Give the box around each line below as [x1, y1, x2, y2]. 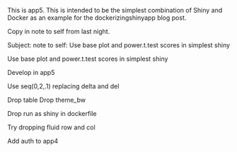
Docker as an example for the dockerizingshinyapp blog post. [7, 13, 187, 22]
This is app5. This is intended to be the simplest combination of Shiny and [7, 6, 223, 14]
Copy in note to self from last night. [7, 28, 110, 35]
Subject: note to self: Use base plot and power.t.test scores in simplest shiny [7, 41, 231, 49]
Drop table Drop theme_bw [7, 95, 86, 104]
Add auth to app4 [7, 137, 59, 145]
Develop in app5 [7, 69, 55, 76]
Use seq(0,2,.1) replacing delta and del [7, 82, 120, 90]
